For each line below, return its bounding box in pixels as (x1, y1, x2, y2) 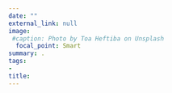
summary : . (8, 49, 45, 57)
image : (8, 27, 31, 35)
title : (8, 72, 31, 80)
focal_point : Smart (15, 42, 82, 50)
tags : (8, 57, 27, 66)
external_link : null (8, 19, 78, 27)
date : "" (8, 11, 38, 20)
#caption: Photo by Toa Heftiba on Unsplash (11, 34, 164, 43)
